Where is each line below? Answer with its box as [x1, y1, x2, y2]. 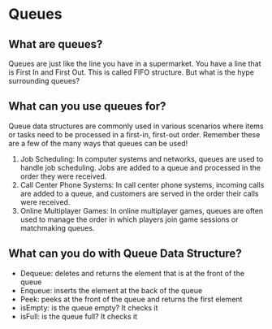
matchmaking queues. [19, 223, 95, 232]
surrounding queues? [8, 76, 80, 85]
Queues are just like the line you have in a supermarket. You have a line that [8, 58, 261, 68]
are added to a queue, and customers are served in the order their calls [19, 188, 259, 198]
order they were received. [19, 171, 107, 181]
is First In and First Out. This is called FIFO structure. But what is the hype [8, 67, 254, 77]
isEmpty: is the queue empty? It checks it [19, 302, 158, 313]
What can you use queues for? [8, 99, 166, 114]
